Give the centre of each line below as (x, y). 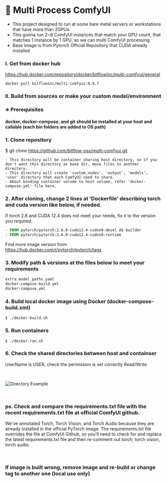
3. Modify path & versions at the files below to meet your (75, 262)
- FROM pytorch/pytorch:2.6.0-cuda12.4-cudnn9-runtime (63, 235)
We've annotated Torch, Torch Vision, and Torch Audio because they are (80, 423)
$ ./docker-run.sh (24, 341)
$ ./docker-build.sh (27, 318)
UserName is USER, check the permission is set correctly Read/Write (76, 364)
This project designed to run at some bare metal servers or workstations (86, 24)
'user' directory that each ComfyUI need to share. (60, 177)
